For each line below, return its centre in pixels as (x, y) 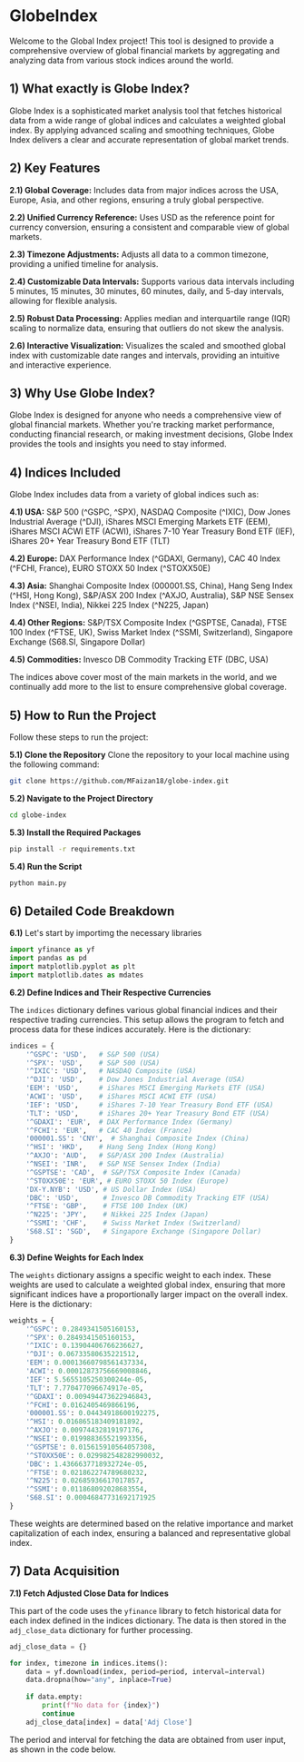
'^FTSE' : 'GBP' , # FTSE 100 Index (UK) (107, 1206)
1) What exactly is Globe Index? (100, 89)
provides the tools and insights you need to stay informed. (118, 444)
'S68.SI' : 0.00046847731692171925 (91, 1498)
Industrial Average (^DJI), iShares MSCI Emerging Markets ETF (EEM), (140, 522)
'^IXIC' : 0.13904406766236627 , (85, 1346)
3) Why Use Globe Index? (83, 393)
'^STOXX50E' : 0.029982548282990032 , (95, 1455)
